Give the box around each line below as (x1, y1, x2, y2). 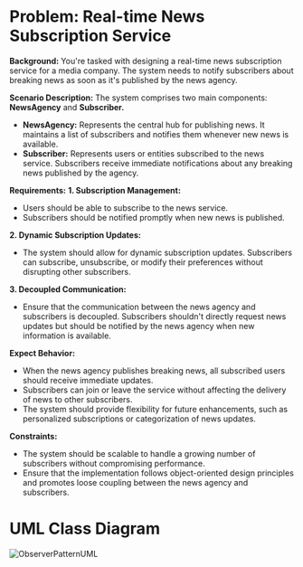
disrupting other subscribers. (22, 266, 131, 277)
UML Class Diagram (9, 518, 161, 539)
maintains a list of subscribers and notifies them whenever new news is (22, 128, 289, 139)
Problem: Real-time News (9, 6, 205, 27)
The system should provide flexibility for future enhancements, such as (22, 403, 288, 414)
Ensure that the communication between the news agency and (22, 301, 256, 312)
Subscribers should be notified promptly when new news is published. (22, 212, 285, 222)
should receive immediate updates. (22, 374, 154, 385)
